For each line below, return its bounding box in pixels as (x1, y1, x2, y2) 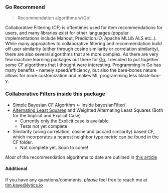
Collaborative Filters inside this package (5, 90, 105, 97)
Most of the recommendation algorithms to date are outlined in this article (5, 154, 157, 160)
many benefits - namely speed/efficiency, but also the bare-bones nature (5, 67, 157, 73)
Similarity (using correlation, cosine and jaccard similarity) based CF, (12, 128, 155, 134)
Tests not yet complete (20, 123, 68, 129)
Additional (5, 165, 28, 171)
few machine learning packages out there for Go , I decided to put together (5, 57, 159, 63)
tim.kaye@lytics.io (5, 182, 43, 188)
